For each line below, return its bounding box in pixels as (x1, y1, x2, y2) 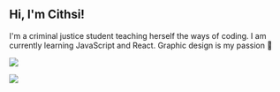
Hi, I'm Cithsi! (9, 7, 86, 22)
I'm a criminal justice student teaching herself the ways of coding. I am (9, 30, 267, 41)
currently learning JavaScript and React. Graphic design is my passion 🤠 (9, 40, 273, 50)
